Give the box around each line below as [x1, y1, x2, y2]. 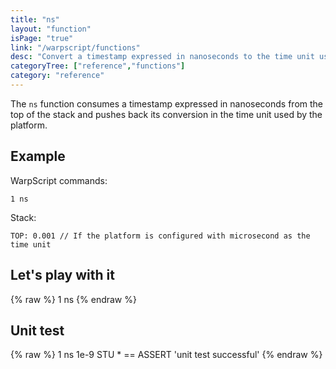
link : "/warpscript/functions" [10, 42, 141, 53]
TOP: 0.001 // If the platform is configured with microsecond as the [10, 231, 311, 241]
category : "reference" [10, 71, 105, 81]
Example [10, 148, 66, 165]
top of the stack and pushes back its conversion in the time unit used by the [10, 108, 323, 120]
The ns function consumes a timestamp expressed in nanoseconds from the [10, 97, 324, 110]
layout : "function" [10, 24, 92, 34]
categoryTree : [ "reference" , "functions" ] [10, 61, 186, 71]
